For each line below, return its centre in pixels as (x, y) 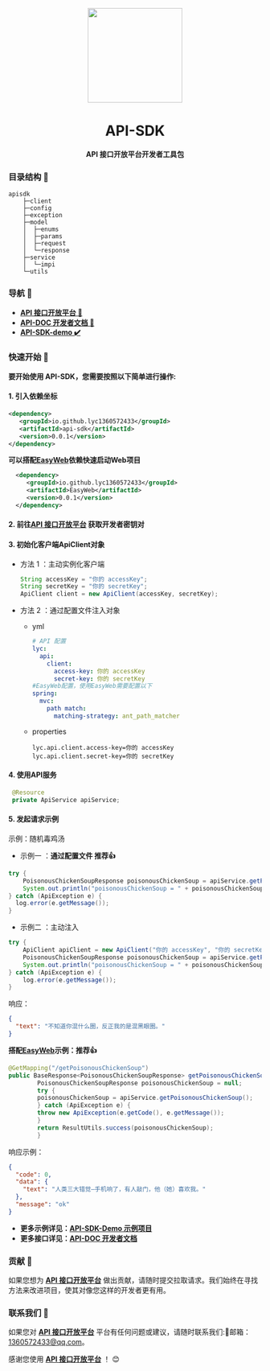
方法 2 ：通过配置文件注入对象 (70, 611)
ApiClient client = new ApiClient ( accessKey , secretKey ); (119, 594)
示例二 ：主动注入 (49, 927)
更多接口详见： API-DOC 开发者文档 (79, 1238)
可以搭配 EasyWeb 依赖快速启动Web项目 (74, 460)
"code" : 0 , (34, 1175)
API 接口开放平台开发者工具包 (135, 154)
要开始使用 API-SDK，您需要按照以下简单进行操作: (92, 376)
